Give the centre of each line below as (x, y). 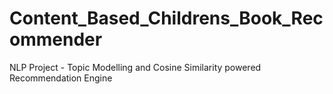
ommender (56, 39)
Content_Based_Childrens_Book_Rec (166, 18)
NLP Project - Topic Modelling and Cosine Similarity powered (135, 67)
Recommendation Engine (61, 78)
